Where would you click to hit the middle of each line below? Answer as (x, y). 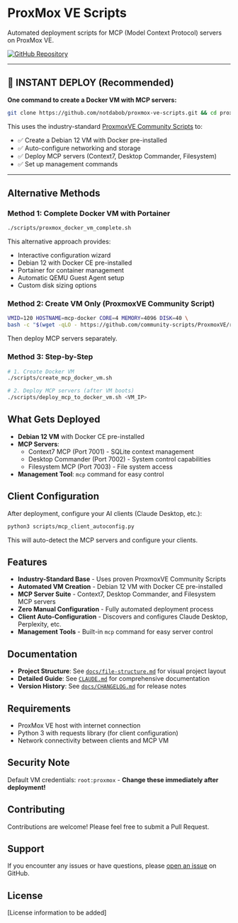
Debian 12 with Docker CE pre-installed (75, 263)
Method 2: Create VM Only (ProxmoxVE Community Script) (111, 304)
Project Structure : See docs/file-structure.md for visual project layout (122, 671)
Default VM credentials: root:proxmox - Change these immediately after (113, 779)
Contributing (36, 809)
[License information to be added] (57, 913)
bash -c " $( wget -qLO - (42, 325)
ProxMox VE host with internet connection (79, 725)
